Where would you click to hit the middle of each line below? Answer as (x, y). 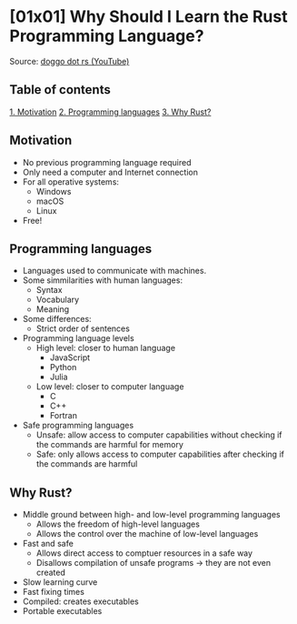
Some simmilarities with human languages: (103, 280)
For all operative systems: (71, 181)
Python (63, 367)
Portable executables (62, 611)
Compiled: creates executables (80, 601)
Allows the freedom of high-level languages (118, 524)
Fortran (63, 416)
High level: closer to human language (105, 348)
